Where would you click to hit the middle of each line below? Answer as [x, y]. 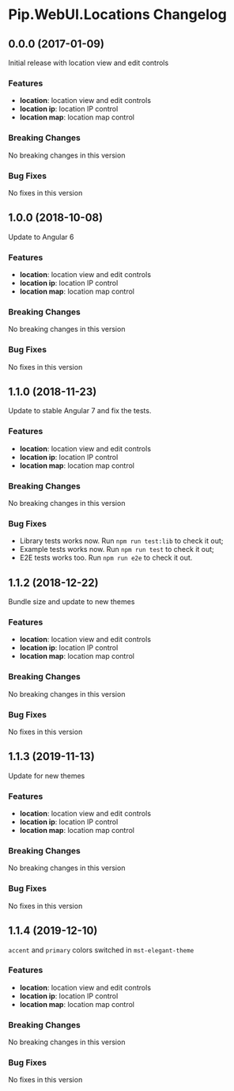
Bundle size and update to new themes [72, 602]
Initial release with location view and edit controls [89, 63]
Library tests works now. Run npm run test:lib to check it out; [121, 541]
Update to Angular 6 [41, 237]
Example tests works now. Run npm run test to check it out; [117, 549]
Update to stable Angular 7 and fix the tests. [80, 411]
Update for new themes [47, 775]
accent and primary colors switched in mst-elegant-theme [101, 950]
